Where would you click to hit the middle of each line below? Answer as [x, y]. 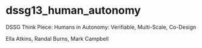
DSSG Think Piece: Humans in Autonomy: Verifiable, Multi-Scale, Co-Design [101, 27]
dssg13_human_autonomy [73, 10]
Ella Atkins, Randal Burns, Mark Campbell [57, 38]
